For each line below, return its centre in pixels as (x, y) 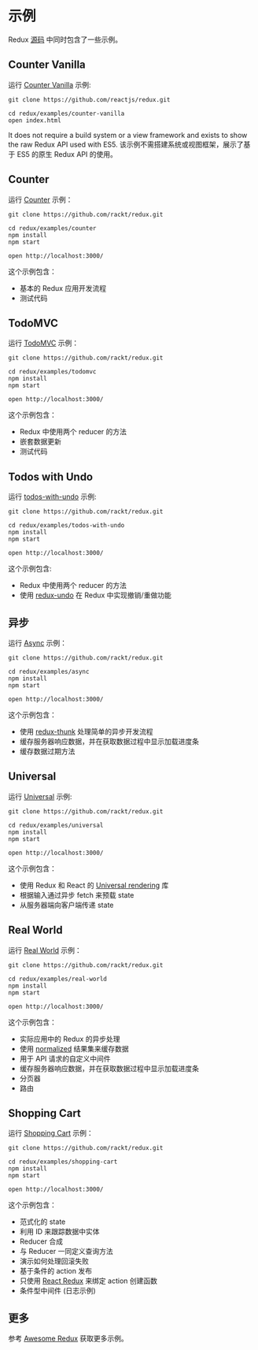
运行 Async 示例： (38, 643)
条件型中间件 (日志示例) (57, 1291)
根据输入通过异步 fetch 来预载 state (77, 894)
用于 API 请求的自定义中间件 (65, 1058)
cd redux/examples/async (49, 671)
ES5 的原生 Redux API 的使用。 (67, 154)
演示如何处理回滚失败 (54, 1261)
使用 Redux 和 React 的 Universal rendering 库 (94, 885)
